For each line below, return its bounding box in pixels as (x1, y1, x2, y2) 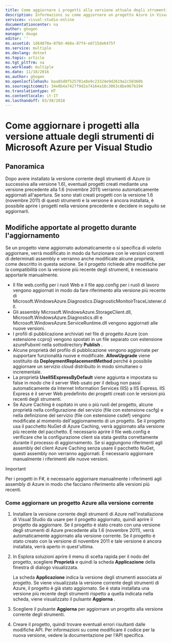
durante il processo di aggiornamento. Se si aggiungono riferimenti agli (12, 440, 163, 446)
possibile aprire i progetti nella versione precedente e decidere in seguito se (5, 203, 166, 209)
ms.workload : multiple (5, 65, 54, 70)
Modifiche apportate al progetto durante (5, 223, 137, 232)
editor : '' (5, 36, 29, 41)
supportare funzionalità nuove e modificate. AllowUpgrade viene (12, 353, 150, 359)
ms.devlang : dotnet (5, 50, 47, 55)
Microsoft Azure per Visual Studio (5, 142, 153, 154)
